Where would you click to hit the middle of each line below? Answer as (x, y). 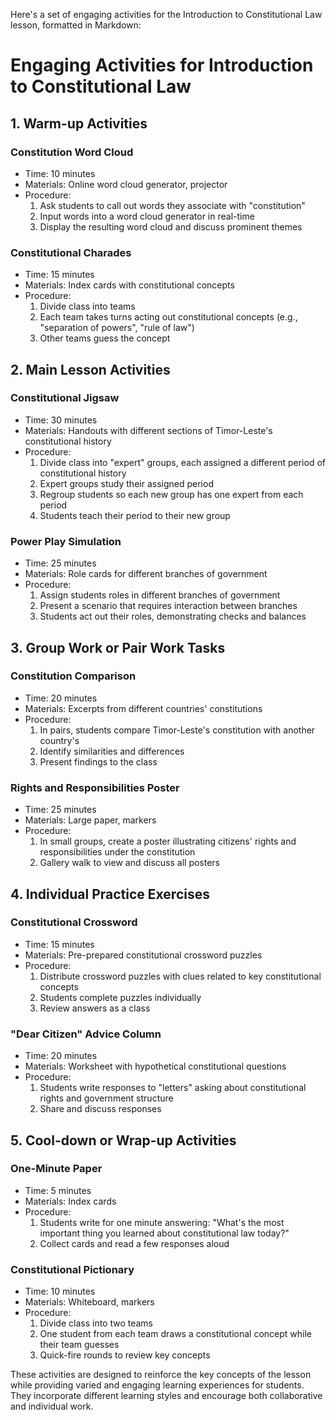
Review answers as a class (95, 1008)
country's (59, 740)
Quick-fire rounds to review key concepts (125, 1355)
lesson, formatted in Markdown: (76, 25)
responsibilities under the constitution (117, 852)
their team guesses (79, 1345)
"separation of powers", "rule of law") (117, 328)
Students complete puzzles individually (120, 997)
